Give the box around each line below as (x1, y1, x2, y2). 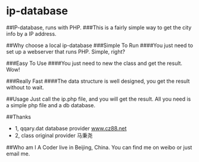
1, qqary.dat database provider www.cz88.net (14, 124, 127, 132)
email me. (6, 150, 30, 157)
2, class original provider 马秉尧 (14, 132, 93, 139)
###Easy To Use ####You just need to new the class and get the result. (6, 60, 183, 67)
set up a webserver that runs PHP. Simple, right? (6, 48, 125, 55)
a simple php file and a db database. (6, 101, 95, 108)
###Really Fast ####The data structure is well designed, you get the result (6, 77, 190, 85)
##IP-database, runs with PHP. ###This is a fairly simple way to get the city (6, 24, 192, 31)
